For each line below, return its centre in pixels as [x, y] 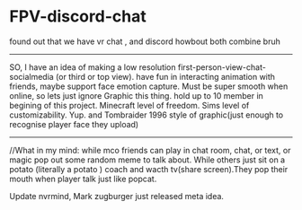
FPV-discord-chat [78, 17]
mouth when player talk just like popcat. [83, 179]
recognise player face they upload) [74, 124]
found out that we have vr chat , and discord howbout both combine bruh [145, 41]
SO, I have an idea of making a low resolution [93, 67]
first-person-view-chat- [222, 67]
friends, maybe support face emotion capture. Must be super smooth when [149, 86]
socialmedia [31, 76]
